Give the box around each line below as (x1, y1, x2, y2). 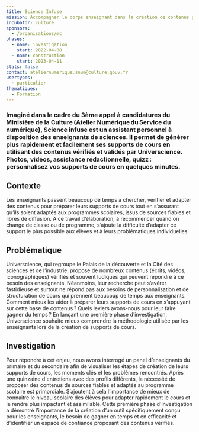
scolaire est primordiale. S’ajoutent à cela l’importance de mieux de (6, 388, 170, 395)
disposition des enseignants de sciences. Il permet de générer (6, 133, 190, 141)
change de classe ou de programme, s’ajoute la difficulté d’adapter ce (6, 221, 176, 228)
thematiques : (6, 86, 38, 92)
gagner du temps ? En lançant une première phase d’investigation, (6, 311, 168, 318)
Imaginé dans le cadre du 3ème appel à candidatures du (6, 111, 171, 119)
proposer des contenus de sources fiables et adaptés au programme (6, 382, 174, 389)
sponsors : (6, 25, 31, 31)
